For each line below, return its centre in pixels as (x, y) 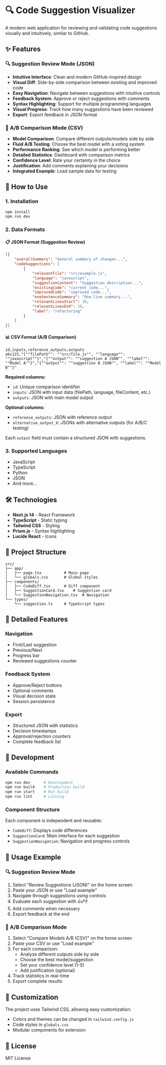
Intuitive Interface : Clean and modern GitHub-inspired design (77, 77)
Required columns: (25, 377)
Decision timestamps (34, 730)
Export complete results (37, 981)
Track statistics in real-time (41, 976)
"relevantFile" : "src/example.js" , (70, 273)
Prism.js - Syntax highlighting (43, 531)
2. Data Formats (25, 230)
